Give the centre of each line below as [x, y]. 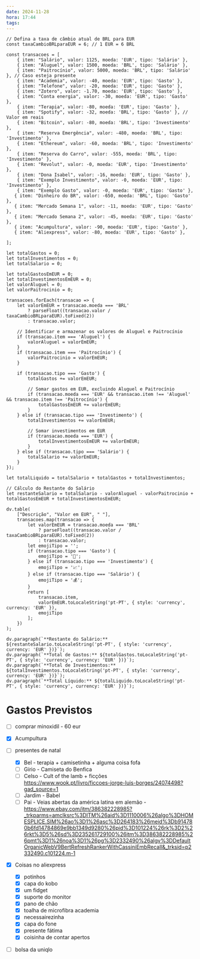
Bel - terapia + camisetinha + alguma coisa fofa [82, 763]
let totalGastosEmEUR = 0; [40, 274]
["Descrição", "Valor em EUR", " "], [64, 515]
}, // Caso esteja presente [41, 76]
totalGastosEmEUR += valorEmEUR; [79, 405]
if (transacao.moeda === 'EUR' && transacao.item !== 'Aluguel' [109, 395]
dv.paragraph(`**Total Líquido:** [49, 681]
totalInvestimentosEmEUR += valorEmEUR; [89, 442]
